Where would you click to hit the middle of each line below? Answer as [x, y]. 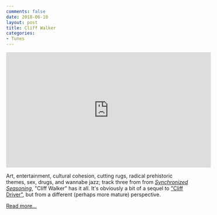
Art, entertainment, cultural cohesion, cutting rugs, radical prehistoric [89, 176]
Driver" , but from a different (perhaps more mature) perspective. [83, 194]
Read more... [21, 206]
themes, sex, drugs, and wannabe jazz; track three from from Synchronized [97, 182]
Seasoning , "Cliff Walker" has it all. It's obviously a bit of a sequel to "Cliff [94, 188]
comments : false [26, 11]
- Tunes [15, 39]
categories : [20, 33]
